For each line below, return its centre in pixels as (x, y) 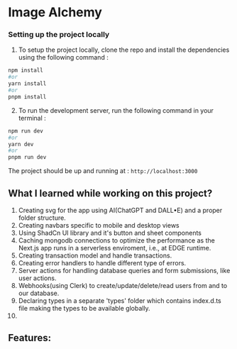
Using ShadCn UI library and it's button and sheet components (110, 233)
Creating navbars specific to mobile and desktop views (99, 226)
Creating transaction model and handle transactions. (95, 255)
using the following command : (63, 57)
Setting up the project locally (59, 35)
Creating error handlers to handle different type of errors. (102, 263)
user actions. (37, 278)
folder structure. (42, 218)
